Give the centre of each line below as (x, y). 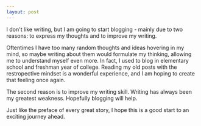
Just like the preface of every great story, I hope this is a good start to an (98, 110)
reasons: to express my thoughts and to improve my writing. (82, 36)
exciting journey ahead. (36, 116)
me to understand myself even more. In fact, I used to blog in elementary (97, 60)
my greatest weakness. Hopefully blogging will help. (72, 98)
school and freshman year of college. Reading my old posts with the (92, 67)
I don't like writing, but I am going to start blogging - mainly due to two (95, 29)
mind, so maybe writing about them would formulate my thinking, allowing (99, 54)
